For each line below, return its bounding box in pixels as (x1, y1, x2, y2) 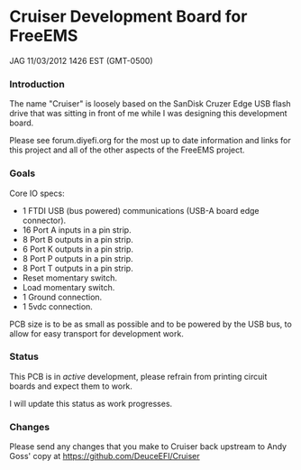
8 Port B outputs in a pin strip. (22, 234, 133, 244)
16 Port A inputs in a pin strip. (22, 224, 132, 235)
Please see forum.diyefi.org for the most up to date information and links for (9, 135, 291, 146)
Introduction (9, 78, 65, 90)
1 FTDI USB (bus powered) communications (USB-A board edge (22, 205, 260, 216)
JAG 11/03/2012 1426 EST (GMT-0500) (9, 55, 153, 66)
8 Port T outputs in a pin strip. (22, 263, 133, 273)
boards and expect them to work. (9, 381, 133, 392)
